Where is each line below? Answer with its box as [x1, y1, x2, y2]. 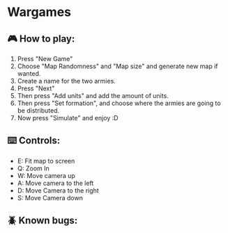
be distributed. [17, 106, 60, 115]
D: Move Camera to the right [17, 186, 99, 195]
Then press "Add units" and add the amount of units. [17, 92, 169, 99]
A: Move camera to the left [17, 179, 94, 187]
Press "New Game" [17, 55, 73, 63]
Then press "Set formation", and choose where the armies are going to [17, 99, 221, 107]
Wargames [7, 4, 72, 20]
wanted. [17, 70, 41, 77]
